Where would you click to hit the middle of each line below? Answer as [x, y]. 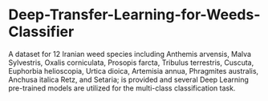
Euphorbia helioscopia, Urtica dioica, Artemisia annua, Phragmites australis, [134, 71]
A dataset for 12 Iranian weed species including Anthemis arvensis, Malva [130, 54]
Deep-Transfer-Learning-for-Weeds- [134, 15]
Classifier [41, 32]
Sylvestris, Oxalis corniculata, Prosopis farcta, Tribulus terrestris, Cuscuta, [131, 63]
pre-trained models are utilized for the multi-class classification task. [122, 88]
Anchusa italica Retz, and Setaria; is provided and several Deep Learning [128, 79]
